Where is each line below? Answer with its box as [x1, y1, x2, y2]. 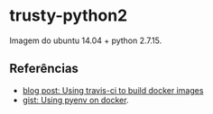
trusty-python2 [9, 5, 128, 26]
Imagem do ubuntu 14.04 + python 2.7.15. [9, 35, 162, 46]
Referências [9, 61, 79, 76]
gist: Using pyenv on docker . [22, 94, 129, 105]
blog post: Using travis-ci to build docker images [22, 84, 204, 95]
